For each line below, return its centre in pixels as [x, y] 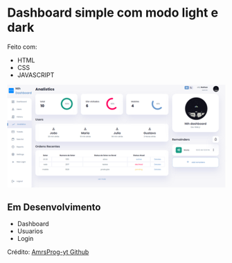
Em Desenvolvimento [54, 207]
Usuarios [30, 231]
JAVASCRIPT [36, 75]
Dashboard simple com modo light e [113, 13]
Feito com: [22, 46]
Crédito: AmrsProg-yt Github [48, 252]
